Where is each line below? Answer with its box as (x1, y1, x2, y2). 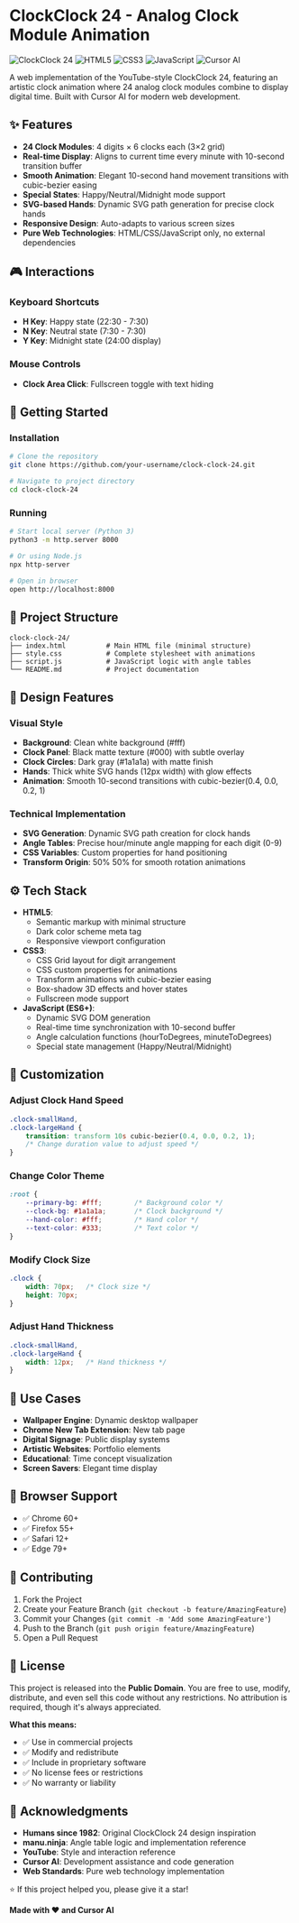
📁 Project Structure (9, 610, 119, 625)
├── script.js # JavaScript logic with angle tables (9, 658, 252, 667)
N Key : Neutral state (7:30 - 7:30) (22, 326, 147, 336)
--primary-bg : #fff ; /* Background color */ (25, 1199, 223, 1208)
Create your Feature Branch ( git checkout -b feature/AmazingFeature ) (22, 1603, 287, 1615)
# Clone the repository (9, 452, 99, 461)
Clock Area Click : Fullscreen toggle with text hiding (22, 378, 214, 389)
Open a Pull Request (22, 1632, 99, 1642)
